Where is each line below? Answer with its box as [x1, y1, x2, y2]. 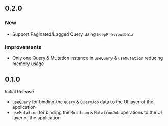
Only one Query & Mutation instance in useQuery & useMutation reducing [12, 55, 163, 61]
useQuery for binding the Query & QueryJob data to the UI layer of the [12, 99, 154, 105]
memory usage [12, 60, 44, 67]
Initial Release [5, 88, 34, 94]
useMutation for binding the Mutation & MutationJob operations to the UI [12, 109, 162, 115]
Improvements [5, 43, 42, 50]
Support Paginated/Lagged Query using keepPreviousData [12, 30, 134, 37]
